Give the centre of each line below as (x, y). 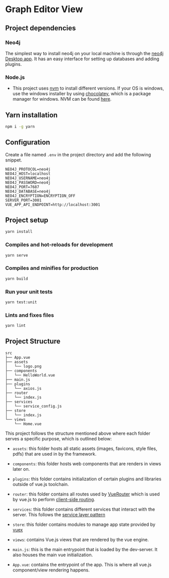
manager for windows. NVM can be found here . (62, 99)
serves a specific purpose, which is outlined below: (59, 438)
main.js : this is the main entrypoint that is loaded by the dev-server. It (85, 549)
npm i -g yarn (20, 127)
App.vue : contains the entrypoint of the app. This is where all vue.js (82, 564)
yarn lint (16, 326)
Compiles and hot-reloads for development (59, 245)
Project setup (27, 220)
